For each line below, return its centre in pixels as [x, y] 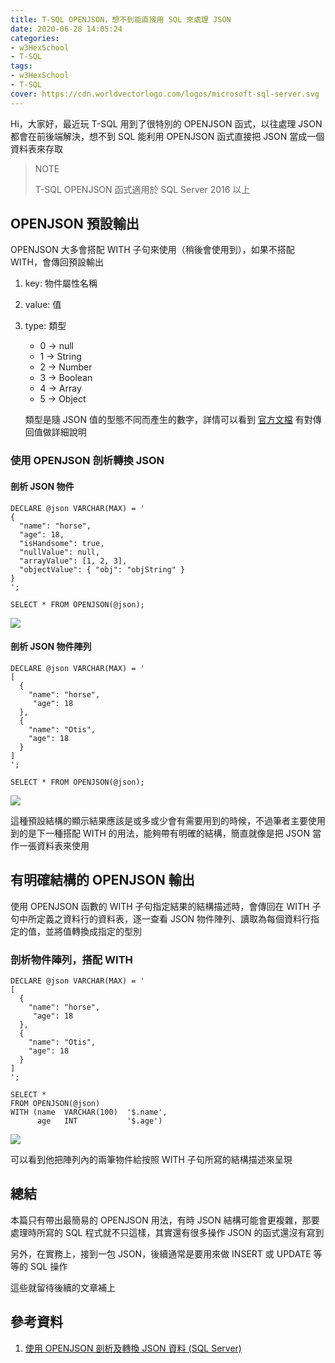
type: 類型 [45, 326]
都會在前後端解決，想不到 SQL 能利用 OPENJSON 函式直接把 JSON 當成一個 [167, 136]
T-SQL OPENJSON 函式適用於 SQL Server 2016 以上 [142, 189]
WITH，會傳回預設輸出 [57, 262]
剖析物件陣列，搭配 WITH [71, 959]
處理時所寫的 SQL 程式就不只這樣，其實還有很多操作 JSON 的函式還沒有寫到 [167, 1232]
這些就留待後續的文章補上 [63, 1287]
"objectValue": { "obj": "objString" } [102, 569]
